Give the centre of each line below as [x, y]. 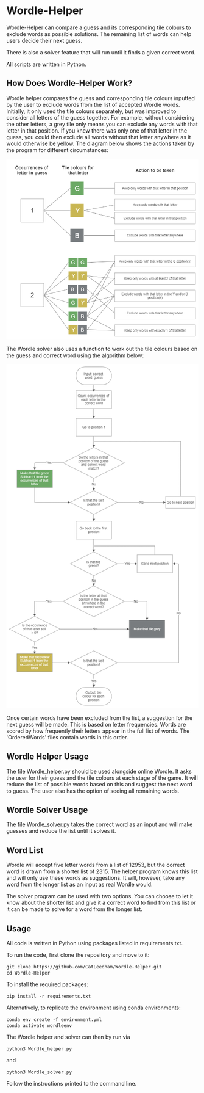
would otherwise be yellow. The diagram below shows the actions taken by [100, 143]
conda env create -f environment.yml [54, 1020]
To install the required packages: [47, 984]
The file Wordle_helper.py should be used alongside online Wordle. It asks [99, 771]
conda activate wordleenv [39, 1026]
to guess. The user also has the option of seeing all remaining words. [93, 791]
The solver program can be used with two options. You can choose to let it [100, 896]
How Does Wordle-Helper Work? [69, 83]
